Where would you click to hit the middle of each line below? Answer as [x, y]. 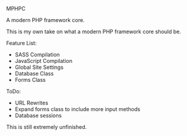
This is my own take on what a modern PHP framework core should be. [93, 31]
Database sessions [38, 116]
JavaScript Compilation [44, 61]
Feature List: [22, 43]
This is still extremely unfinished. [47, 127]
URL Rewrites [32, 103]
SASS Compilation [37, 55]
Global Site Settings [39, 67]
